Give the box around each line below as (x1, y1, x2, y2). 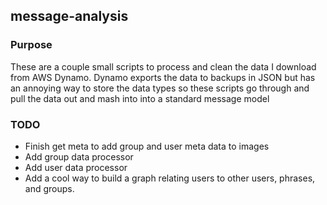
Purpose (10, 38, 53, 52)
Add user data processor (24, 161, 128, 173)
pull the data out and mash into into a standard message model (10, 92, 270, 104)
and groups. (24, 182, 75, 194)
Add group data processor (24, 150, 134, 163)
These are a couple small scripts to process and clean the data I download (10, 60, 317, 73)
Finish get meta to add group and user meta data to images (24, 140, 270, 152)
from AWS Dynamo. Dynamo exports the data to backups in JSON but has (10, 71, 316, 83)
